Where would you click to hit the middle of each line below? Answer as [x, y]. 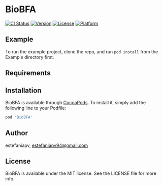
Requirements [28, 73]
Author [17, 133]
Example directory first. [30, 57]
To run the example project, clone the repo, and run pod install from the [82, 51]
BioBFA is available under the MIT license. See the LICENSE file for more [81, 173]
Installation [23, 90]
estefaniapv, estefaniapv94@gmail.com [47, 145]
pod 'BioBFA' [19, 117]
